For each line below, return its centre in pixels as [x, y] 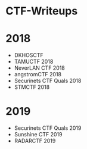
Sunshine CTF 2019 [38, 135]
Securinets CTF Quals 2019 [48, 128]
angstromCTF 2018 [38, 74]
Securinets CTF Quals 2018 [48, 81]
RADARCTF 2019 [35, 141]
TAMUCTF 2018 [34, 62]
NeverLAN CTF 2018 [39, 68]
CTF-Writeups [42, 11]
